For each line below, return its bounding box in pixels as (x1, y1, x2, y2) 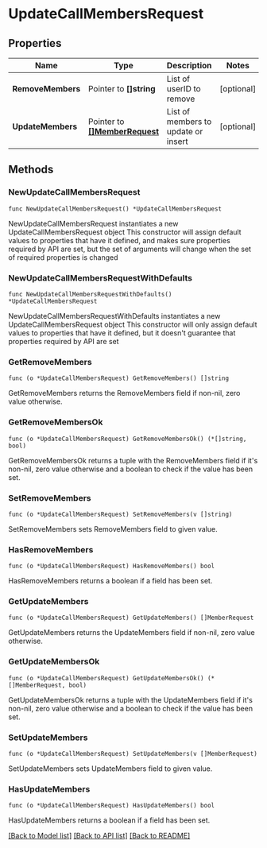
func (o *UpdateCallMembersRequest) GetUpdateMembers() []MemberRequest (8, 614, 254, 622)
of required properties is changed (8, 252, 118, 262)
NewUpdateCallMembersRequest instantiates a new (8, 219, 179, 228)
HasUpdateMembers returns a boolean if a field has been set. (8, 815, 211, 825)
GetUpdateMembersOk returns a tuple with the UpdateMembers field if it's (8, 695, 253, 704)
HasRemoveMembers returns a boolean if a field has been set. (8, 576, 213, 586)
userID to (166, 83, 201, 94)
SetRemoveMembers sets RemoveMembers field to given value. (8, 524, 218, 533)
